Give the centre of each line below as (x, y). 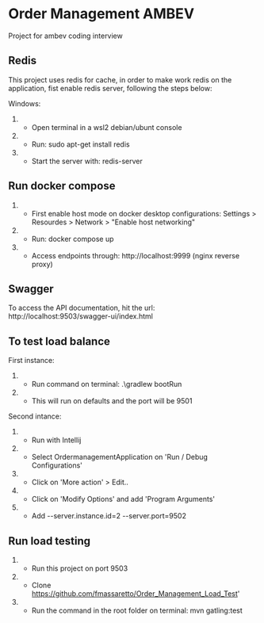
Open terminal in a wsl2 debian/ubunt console (107, 127)
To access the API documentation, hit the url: (82, 308)
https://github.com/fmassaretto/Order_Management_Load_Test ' (136, 594)
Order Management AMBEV (101, 14)
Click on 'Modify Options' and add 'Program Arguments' (123, 499)
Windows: (25, 103)
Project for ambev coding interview (65, 36)
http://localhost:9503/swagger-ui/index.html (80, 316)
